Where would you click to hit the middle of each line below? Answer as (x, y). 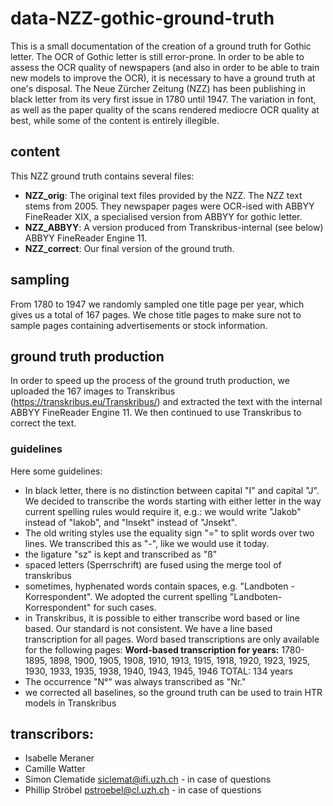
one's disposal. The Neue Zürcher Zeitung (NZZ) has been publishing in (158, 88)
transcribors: (52, 734)
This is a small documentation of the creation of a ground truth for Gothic (161, 46)
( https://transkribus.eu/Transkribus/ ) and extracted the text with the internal (166, 402)
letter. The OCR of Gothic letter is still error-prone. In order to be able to (157, 56)
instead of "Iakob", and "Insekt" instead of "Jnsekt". (130, 522)
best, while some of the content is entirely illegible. (115, 120)
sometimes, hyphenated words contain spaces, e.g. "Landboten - (159, 586)
